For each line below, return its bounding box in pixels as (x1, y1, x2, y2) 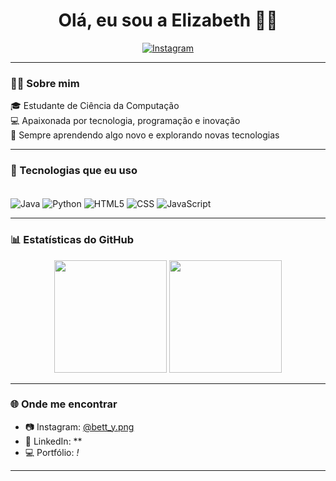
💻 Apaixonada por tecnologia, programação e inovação (10, 115, 241, 127)
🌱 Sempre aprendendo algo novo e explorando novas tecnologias (10, 129, 280, 141)
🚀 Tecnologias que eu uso (10, 164, 138, 178)
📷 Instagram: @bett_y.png (24, 420, 135, 433)
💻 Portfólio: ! (24, 446, 80, 458)
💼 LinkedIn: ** (24, 435, 83, 447)
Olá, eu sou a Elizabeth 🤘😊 (58, 9, 278, 32)
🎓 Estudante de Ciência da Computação (10, 100, 180, 112)
